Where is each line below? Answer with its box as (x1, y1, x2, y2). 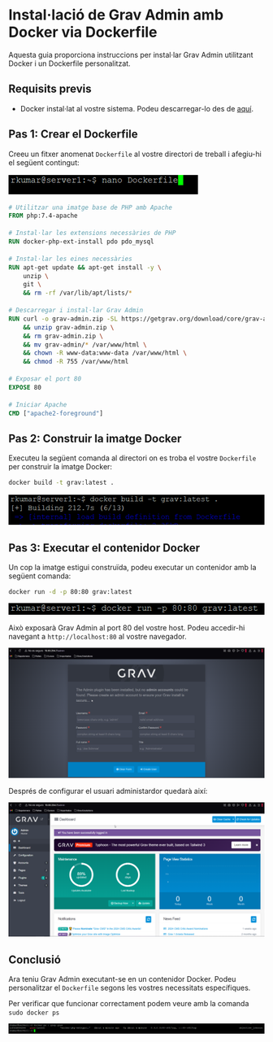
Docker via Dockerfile (8, 23, 158, 41)
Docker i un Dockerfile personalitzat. (8, 59, 132, 68)
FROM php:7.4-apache (8, 211, 79, 220)
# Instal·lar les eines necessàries (8, 255, 132, 263)
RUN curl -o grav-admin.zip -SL (8, 315, 118, 323)
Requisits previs (8, 82, 92, 96)
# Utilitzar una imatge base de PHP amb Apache (8, 203, 173, 211)
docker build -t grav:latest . (8, 478, 115, 487)
